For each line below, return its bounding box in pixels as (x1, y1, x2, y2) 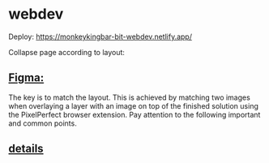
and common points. (8, 118, 77, 128)
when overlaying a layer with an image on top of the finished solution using (8, 101, 259, 110)
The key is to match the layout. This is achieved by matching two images (8, 92, 251, 102)
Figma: (8, 71, 45, 85)
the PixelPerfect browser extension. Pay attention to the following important (8, 109, 261, 119)
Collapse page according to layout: (8, 47, 126, 57)
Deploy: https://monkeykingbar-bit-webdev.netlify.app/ (8, 32, 193, 41)
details (8, 142, 44, 156)
